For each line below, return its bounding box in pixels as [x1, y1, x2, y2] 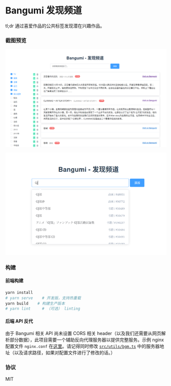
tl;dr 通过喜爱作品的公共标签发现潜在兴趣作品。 [5, 23, 105, 29]
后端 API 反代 [5, 318, 33, 324]
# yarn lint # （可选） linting [5, 306, 80, 311]
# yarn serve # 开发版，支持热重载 [5, 295, 81, 301]
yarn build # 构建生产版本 [5, 301, 65, 306]
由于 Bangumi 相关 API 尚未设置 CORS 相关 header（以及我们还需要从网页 [5, 330, 162, 337]
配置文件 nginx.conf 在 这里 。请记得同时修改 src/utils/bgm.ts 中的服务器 [5, 343, 160, 349]
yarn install [5, 290, 33, 295]
